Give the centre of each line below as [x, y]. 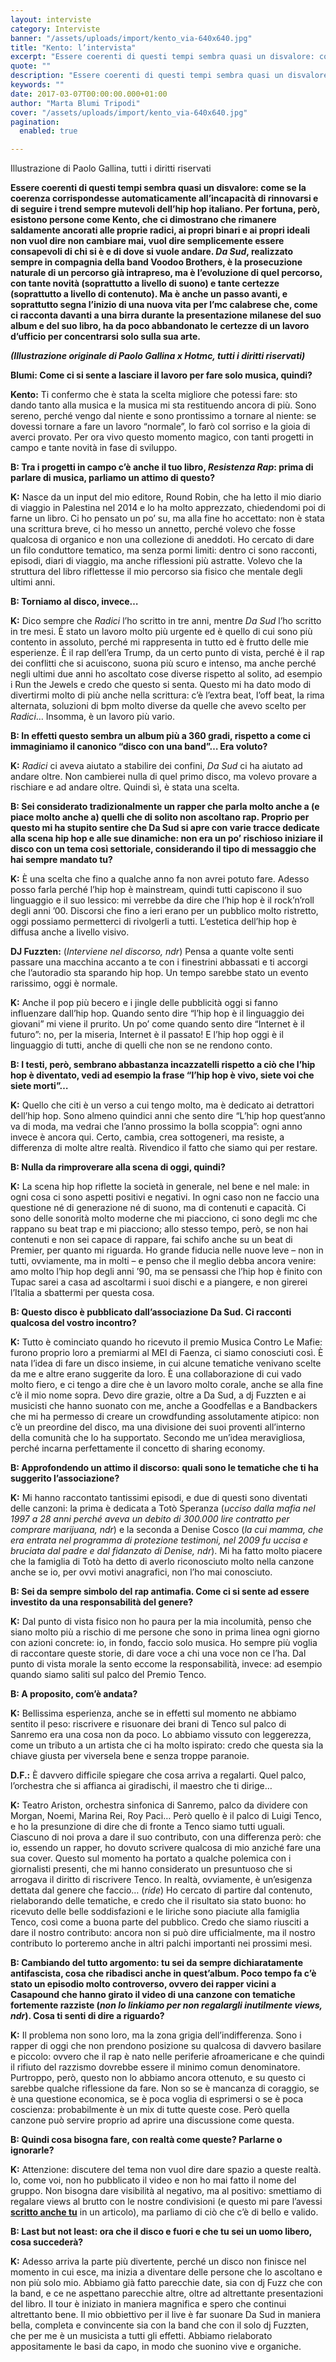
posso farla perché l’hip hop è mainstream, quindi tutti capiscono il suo [156, 890]
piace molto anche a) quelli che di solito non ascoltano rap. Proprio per [160, 817]
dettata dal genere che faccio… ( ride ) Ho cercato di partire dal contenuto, [161, 1890]
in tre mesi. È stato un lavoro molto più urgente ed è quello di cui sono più [161, 632]
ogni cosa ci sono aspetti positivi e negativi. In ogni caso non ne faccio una [165, 1197]
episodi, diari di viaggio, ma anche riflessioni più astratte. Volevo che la [156, 561]
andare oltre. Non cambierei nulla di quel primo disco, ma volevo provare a [164, 777]
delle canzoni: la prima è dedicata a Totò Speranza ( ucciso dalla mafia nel [163, 1508]
